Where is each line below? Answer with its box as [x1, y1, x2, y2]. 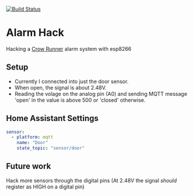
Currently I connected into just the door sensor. [14, 78, 129, 85]
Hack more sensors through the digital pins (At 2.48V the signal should [6, 177, 177, 184]
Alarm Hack [6, 26, 64, 39]
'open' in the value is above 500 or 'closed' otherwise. [14, 97, 146, 104]
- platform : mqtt [11, 135, 54, 140]
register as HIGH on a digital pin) [6, 183, 85, 190]
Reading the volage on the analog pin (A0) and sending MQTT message [14, 90, 188, 97]
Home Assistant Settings [6, 114, 99, 123]
